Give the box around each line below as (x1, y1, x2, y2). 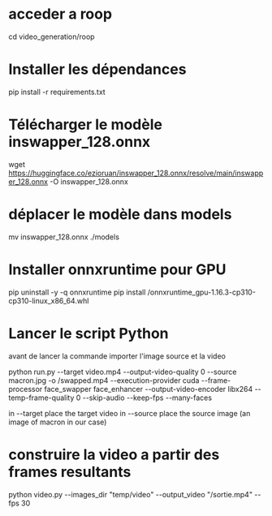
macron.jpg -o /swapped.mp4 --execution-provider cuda (8, 375, 200, 385)
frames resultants (8, 462, 132, 481)
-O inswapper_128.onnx (50, 176, 128, 187)
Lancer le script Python (8, 324, 169, 342)
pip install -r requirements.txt (8, 87, 106, 97)
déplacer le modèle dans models (8, 205, 232, 223)
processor (8, 384, 43, 393)
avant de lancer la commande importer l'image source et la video (8, 350, 226, 361)
